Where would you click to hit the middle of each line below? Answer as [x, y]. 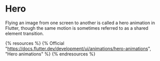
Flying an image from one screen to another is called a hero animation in [80, 23]
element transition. [25, 33]
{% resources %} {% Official [35, 43]
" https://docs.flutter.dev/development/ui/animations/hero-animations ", [78, 48]
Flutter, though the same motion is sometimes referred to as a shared [77, 28]
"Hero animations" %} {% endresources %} [50, 54]
